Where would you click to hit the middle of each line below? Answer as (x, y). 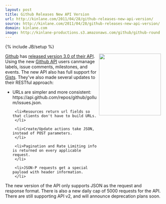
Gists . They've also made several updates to (50, 77)
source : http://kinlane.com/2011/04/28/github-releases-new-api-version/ (83, 23)
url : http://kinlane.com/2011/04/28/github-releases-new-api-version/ (79, 19)
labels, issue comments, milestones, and (46, 67)
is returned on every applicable (47, 151)
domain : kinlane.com (26, 28)
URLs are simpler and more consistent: (52, 92)
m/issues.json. (27, 102)
